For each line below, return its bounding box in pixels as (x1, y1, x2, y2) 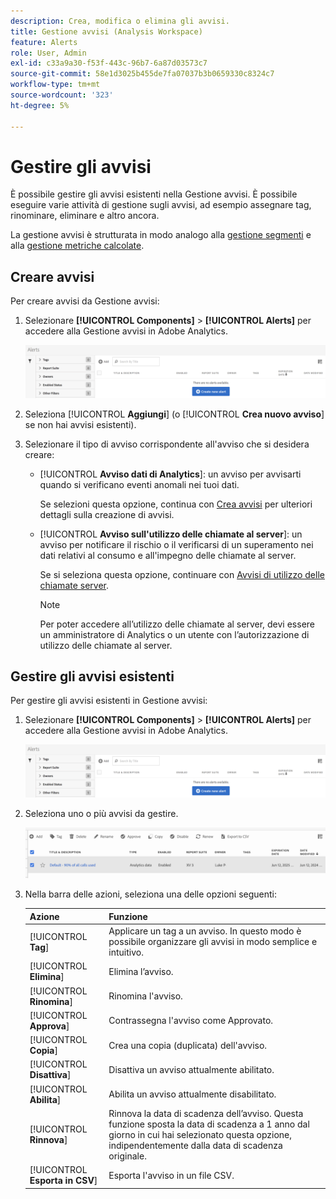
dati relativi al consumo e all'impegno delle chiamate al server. (39, 549, 297, 561)
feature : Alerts (10, 37, 78, 47)
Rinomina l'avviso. (108, 990, 183, 1002)
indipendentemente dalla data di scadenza (108, 1139, 283, 1151)
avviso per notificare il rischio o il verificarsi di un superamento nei (39, 538, 314, 550)
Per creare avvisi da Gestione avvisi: (10, 295, 160, 307)
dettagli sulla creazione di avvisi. (39, 508, 175, 520)
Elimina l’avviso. (108, 965, 174, 977)
